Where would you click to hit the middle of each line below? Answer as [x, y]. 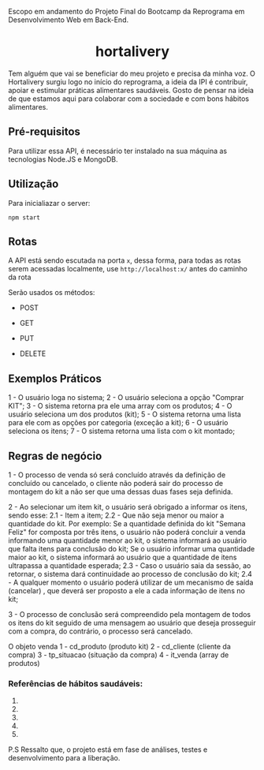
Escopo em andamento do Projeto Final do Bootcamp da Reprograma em [126, 11]
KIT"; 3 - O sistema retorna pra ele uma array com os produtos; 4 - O [120, 406]
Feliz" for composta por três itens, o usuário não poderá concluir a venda [127, 532]
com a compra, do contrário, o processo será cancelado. [100, 631]
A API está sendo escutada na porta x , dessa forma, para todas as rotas [125, 260]
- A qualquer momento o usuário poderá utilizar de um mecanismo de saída [131, 582]
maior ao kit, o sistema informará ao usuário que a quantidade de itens [123, 557]
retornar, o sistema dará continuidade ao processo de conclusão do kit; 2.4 [130, 574]
